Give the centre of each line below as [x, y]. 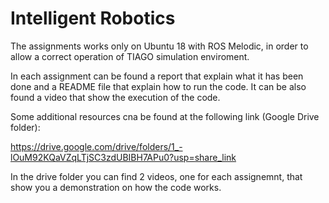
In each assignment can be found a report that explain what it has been [157, 76]
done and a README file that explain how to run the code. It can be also [158, 86]
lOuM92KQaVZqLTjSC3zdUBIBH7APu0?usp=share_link [123, 157]
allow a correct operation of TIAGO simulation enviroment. [130, 56]
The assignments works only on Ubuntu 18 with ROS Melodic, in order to [159, 46]
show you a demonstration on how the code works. [116, 187]
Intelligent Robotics [93, 18]
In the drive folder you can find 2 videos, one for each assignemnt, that [156, 176]
